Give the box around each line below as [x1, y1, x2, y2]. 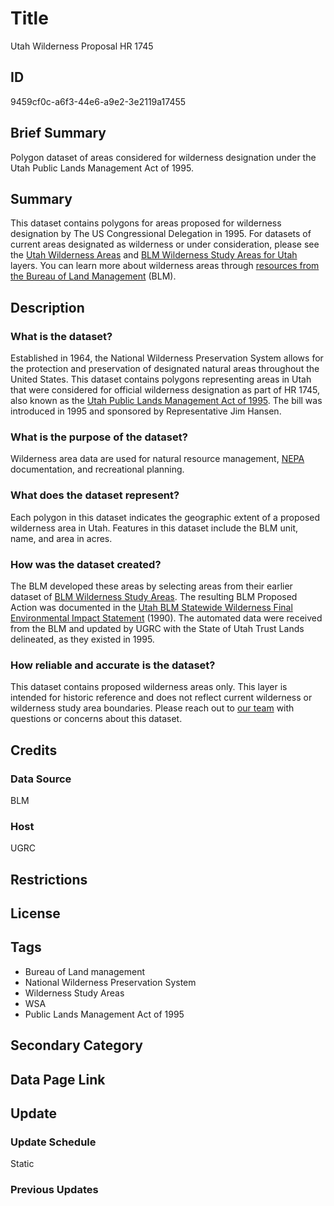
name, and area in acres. [10, 532, 113, 544]
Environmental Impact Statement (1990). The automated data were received [10, 612, 323, 624]
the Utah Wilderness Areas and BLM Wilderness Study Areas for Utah [10, 249, 298, 261]
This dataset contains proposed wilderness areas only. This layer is [10, 681, 288, 693]
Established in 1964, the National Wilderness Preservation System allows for [10, 352, 324, 364]
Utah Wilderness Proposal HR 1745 [10, 40, 154, 52]
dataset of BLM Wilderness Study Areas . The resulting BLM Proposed [10, 590, 298, 602]
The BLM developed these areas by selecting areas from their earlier [10, 580, 293, 592]
